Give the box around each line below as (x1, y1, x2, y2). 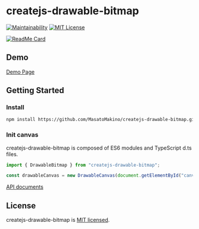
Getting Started (6, 85, 65, 96)
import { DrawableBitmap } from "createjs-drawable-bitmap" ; (6, 162, 161, 168)
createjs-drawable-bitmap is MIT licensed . (6, 217, 110, 224)
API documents (6, 183, 44, 190)
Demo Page (6, 68, 35, 75)
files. (6, 150, 18, 158)
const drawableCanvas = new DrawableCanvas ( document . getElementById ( (6, 173, 182, 179)
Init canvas (6, 131, 38, 139)
